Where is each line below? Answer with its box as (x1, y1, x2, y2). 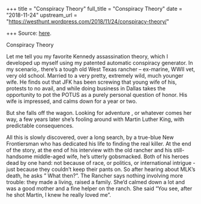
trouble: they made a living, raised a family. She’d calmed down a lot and (6, 179, 185, 185)
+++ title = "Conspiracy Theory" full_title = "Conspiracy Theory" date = (6, 5, 183, 12)
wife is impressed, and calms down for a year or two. (6, 97, 137, 105)
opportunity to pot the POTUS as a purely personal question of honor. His (6, 91, 188, 98)
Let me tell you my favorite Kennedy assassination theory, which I (6, 53, 169, 60)
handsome (6, 153, 33, 160)
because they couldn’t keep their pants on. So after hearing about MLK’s (16, 165, 196, 173)
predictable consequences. (6, 122, 74, 129)
